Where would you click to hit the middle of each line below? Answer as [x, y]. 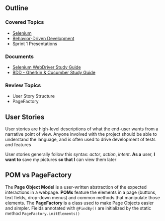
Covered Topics [25, 22]
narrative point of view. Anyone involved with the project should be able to [81, 134]
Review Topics [23, 85]
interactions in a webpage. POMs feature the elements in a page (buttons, [81, 192]
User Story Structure [34, 96]
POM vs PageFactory [39, 175]
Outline [17, 8]
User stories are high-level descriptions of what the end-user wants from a [82, 129]
